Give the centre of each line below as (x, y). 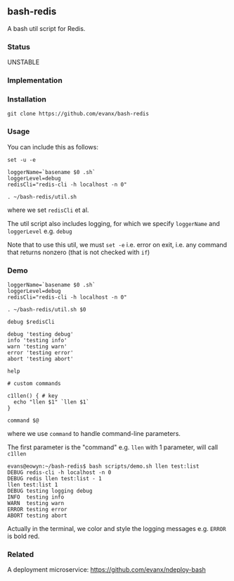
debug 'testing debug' (40, 334)
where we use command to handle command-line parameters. (94, 433)
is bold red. (24, 536)
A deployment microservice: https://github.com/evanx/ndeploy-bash (106, 570)
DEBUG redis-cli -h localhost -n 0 (59, 472)
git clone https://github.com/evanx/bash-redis (78, 114)
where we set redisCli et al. (48, 210)
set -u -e (22, 160)
